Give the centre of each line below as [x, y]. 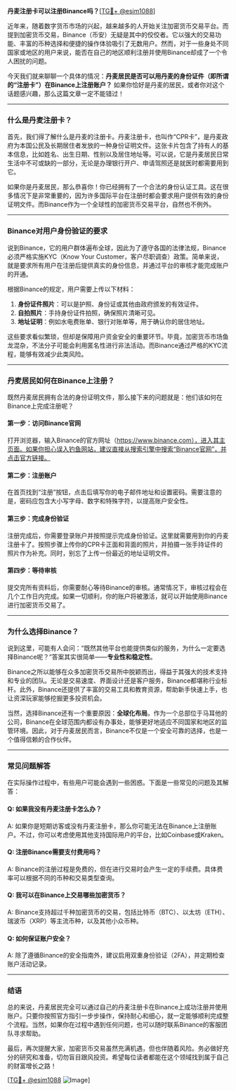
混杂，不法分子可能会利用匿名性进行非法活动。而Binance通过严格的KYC [117, 345]
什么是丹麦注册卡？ [40, 120]
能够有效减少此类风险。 [53, 354]
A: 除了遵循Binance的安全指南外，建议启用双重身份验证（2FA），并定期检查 [116, 955]
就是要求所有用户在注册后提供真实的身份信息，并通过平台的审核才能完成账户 [118, 265]
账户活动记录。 [29, 964]
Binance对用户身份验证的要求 [58, 231]
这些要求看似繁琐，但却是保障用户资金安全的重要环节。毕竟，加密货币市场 [115, 336]
